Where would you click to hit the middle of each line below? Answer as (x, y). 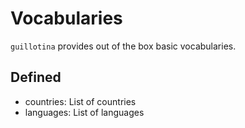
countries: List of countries (80, 101)
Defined (36, 77)
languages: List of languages (84, 112)
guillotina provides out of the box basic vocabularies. (123, 46)
